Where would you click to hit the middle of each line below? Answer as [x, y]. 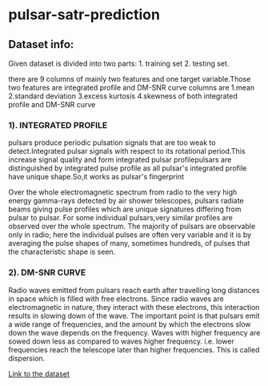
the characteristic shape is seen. [62, 252]
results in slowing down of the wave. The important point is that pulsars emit [134, 316]
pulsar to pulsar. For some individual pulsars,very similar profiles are [121, 218]
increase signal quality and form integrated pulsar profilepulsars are [120, 160]
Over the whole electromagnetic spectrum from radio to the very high [123, 192]
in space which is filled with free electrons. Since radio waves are [116, 299]
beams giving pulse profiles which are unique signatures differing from [125, 209]
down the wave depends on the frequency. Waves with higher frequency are [134, 332]
